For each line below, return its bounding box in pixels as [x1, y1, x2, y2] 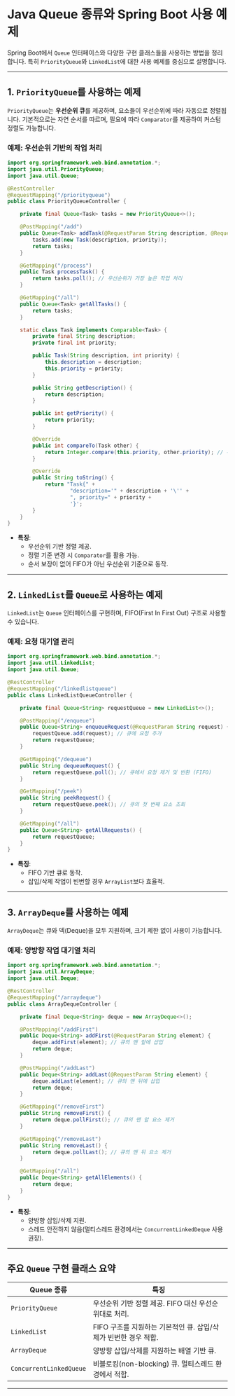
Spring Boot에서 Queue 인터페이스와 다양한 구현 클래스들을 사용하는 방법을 [7, 48, 211, 57]
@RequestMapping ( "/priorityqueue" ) [7, 191, 111, 198]
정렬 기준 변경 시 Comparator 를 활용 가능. [27, 551, 140, 559]
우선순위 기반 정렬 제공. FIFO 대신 [92, 1299, 197, 1308]
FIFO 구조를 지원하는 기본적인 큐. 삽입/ [92, 1322, 213, 1332]
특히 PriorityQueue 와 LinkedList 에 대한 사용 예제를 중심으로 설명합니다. [27, 57, 227, 65]
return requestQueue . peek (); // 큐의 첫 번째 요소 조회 [32, 801, 185, 808]
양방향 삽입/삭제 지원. [27, 1216, 87, 1224]
